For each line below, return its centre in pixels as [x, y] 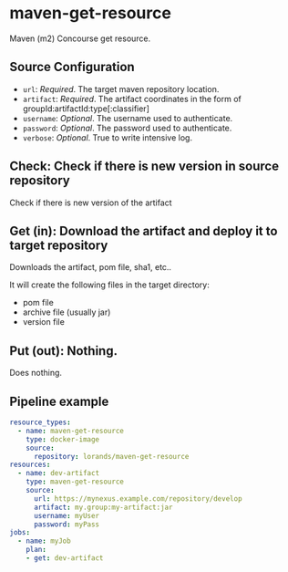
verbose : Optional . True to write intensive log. [108, 137]
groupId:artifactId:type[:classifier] [86, 109]
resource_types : [40, 422]
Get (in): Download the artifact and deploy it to [144, 231]
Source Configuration [72, 67]
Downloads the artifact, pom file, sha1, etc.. [90, 267]
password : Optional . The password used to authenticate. [127, 128]
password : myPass [67, 524]
